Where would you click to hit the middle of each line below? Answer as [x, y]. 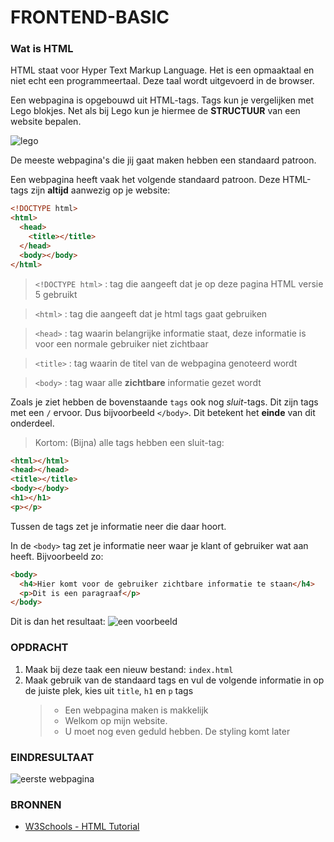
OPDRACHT [39, 648]
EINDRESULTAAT [52, 757]
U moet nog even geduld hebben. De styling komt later [177, 731]
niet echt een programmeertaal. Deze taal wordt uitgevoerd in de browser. [162, 81]
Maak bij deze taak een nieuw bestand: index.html [129, 669]
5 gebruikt [56, 294]
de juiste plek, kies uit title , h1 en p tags [109, 690]
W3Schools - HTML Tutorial [82, 827]
